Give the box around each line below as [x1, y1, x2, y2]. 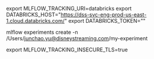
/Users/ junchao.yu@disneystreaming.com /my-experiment [6, 35, 148, 41]
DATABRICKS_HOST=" [6, 11, 61, 18]
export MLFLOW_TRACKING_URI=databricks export [6, 5, 132, 12]
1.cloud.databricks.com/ [6, 18, 65, 24]
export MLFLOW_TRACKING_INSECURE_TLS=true [6, 46, 129, 53]
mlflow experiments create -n [6, 29, 78, 36]
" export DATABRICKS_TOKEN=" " [64, 18, 146, 24]
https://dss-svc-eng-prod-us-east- [60, 11, 147, 18]
